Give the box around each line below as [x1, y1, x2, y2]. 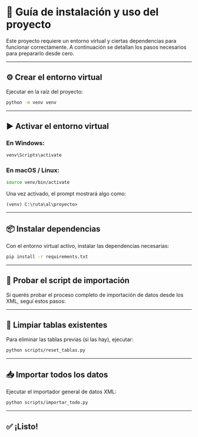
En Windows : [6, 138, 45, 147]
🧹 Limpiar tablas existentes [6, 320, 108, 330]
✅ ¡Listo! [6, 421, 38, 432]
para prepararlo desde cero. [6, 49, 75, 57]
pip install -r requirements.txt [6, 254, 88, 260]
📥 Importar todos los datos [6, 369, 108, 379]
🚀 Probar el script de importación [6, 276, 130, 286]
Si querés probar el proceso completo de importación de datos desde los [6, 291, 184, 298]
